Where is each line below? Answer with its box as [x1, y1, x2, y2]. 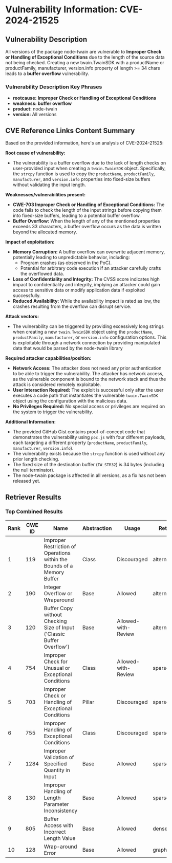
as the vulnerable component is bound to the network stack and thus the [12, 376, 166, 382]
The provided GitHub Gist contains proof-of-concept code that [12, 429, 145, 435]
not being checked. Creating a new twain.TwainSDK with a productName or [5, 60, 165, 65]
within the [44, 556, 68, 563]
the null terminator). [12, 467, 55, 473]
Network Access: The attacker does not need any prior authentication [12, 365, 162, 371]
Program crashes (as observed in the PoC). [20, 260, 112, 266]
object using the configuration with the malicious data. [12, 398, 128, 404]
